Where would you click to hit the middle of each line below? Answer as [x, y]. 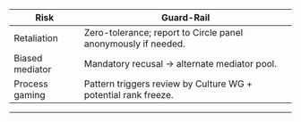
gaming [30, 95]
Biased [28, 58]
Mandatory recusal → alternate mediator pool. [181, 64]
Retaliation [36, 38]
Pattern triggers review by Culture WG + [168, 84]
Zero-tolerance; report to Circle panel [163, 33]
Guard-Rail [185, 17]
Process [31, 84]
